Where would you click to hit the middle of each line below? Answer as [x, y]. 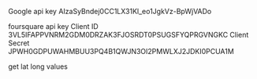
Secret [19, 43]
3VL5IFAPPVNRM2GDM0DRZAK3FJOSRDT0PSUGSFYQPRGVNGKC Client [128, 35]
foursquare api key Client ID [53, 26]
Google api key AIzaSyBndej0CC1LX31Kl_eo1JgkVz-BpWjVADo [110, 11]
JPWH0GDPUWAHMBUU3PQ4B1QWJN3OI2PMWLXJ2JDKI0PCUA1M [121, 51]
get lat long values [38, 66]
